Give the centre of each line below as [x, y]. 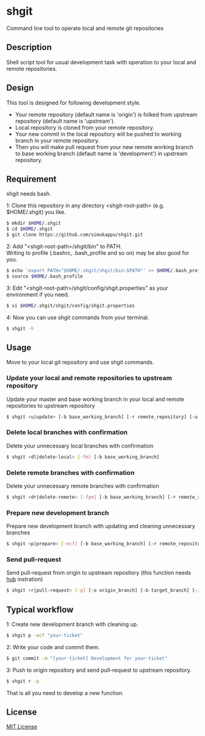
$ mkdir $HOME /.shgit [34, 223]
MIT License [22, 727]
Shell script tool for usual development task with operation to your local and [101, 62]
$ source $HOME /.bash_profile [45, 276]
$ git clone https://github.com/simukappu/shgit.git [75, 235]
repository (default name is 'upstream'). [65, 121]
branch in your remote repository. [57, 140]
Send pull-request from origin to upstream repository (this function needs [99, 573]
